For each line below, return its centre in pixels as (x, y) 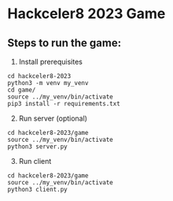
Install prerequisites (51, 61)
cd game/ (22, 90)
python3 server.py (37, 147)
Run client (35, 161)
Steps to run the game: (64, 43)
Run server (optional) (53, 118)
